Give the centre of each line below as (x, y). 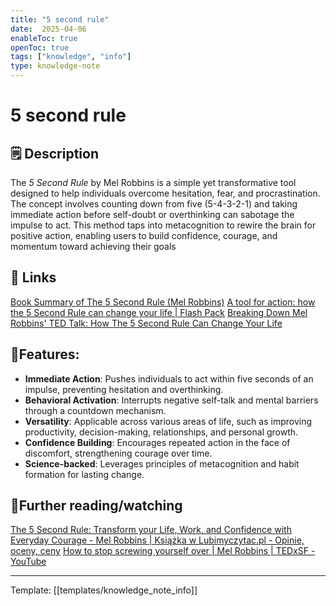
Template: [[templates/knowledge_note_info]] (104, 590)
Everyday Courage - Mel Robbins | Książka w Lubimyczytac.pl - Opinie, (157, 540)
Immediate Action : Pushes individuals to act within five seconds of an (169, 378)
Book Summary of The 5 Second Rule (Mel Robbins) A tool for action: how (163, 302)
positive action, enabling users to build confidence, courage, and (144, 235)
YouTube (28, 562)
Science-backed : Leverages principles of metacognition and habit (162, 463)
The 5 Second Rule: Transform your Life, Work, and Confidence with (151, 530)
